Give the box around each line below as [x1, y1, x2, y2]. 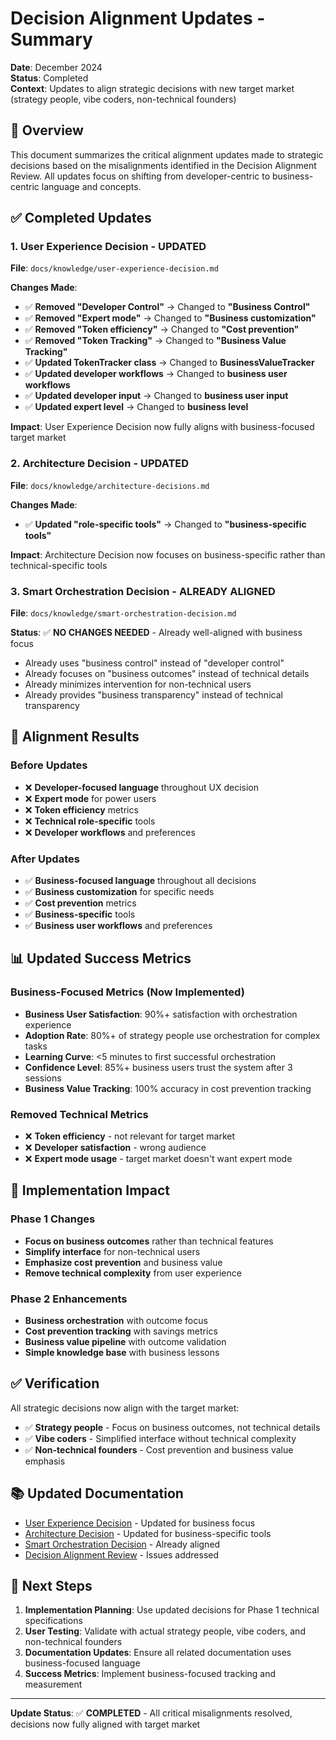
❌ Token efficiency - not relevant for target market [24, 1130, 236, 1142]
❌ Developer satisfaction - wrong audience [24, 1142, 207, 1153]
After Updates [10, 852, 80, 866]
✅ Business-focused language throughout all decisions [24, 875, 257, 887]
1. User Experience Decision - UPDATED [10, 240, 207, 254]
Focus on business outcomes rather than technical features [24, 1235, 274, 1247]
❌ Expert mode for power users [24, 792, 157, 804]
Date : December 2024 [10, 61, 103, 73]
